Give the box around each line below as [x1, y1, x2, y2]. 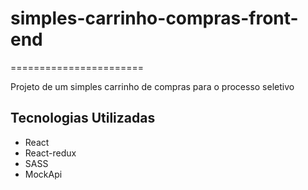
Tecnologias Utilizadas [10, 110, 156, 127]
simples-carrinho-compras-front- [10, 7, 299, 30]
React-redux [24, 147, 77, 159]
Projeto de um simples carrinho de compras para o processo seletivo [10, 80, 295, 92]
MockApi [24, 168, 63, 180]
